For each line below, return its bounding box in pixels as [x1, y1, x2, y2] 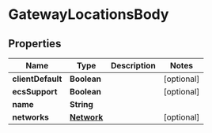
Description [110, 61, 156, 71]
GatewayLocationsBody [8, 6, 169, 24]
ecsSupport [12, 87, 58, 97]
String [70, 99, 93, 109]
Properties [8, 37, 62, 50]
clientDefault [12, 73, 62, 84]
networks [12, 112, 49, 123]
